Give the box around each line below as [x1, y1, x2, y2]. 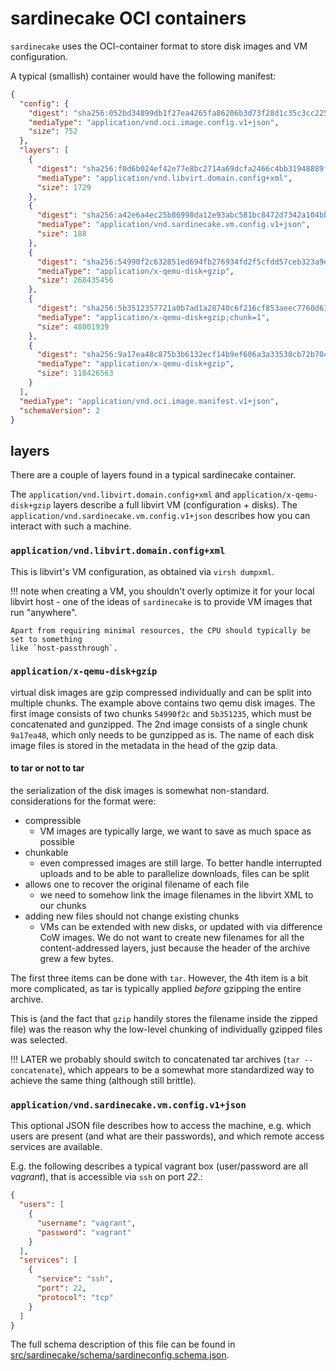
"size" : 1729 [36, 182, 92, 192]
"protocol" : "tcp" [36, 1292, 114, 1302]
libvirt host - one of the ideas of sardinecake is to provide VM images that [10, 595, 313, 607]
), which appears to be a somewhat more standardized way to [59, 1064, 315, 1076]
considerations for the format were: [10, 795, 157, 807]
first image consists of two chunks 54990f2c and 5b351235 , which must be [10, 707, 312, 719]
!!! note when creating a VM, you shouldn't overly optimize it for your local [10, 585, 315, 597]
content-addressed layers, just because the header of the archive [39, 942, 311, 954]
